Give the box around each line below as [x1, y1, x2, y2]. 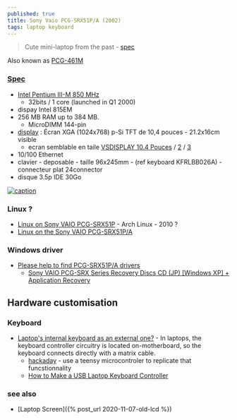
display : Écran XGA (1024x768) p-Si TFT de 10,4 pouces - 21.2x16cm [17, 128, 220, 136]
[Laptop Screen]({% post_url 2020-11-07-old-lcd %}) [17, 405, 172, 414]
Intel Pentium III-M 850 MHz [17, 90, 100, 99]
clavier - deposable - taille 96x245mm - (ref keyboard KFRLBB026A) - [17, 157, 222, 166]
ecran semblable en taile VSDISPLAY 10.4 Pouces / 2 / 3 [28, 143, 192, 151]
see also [7, 389, 37, 399]
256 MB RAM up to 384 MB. [17, 112, 99, 121]
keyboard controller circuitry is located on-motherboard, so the [17, 341, 202, 349]
